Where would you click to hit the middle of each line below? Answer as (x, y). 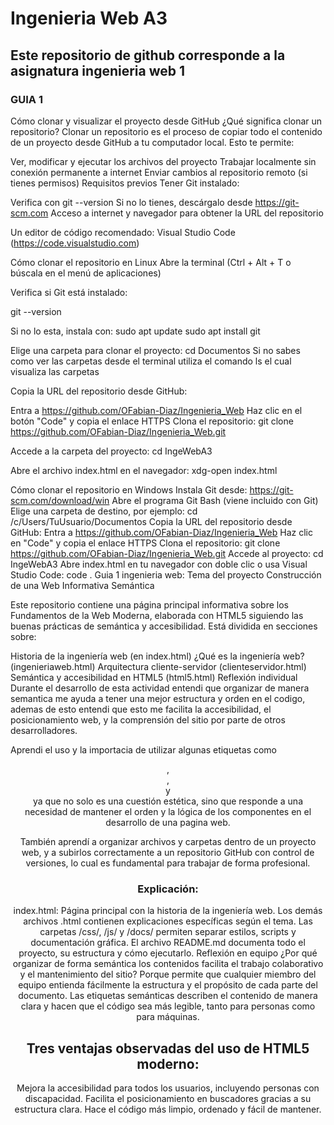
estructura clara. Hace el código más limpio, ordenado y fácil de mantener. (168, 1109)
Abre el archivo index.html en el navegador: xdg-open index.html (144, 470)
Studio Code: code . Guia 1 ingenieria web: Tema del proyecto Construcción (166, 574)
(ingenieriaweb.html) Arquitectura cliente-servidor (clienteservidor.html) (158, 666)
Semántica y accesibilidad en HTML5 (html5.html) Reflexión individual (154, 677)
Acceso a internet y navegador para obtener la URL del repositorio (187, 213)
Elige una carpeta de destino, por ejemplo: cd (104, 511)
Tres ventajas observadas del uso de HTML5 (168, 1048)
